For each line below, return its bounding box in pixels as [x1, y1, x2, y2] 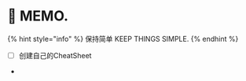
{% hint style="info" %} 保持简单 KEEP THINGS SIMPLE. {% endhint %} [7, 34, 239, 43]
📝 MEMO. [7, 7, 68, 25]
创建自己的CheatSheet [18, 50, 92, 60]
